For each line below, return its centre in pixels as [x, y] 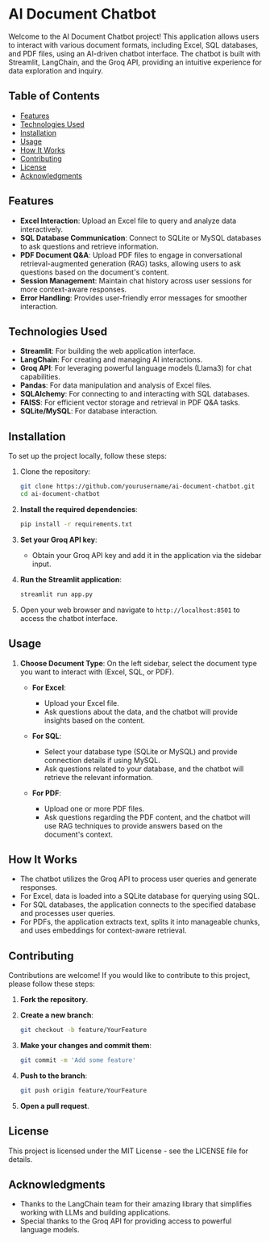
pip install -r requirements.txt [76, 524]
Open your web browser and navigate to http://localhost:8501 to [130, 610]
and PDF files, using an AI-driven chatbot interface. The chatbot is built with [134, 53]
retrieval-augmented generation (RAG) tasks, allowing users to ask [131, 263]
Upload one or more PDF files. [94, 808]
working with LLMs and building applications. [95, 1213]
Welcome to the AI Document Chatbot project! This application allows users [134, 36]
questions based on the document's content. [94, 272]
